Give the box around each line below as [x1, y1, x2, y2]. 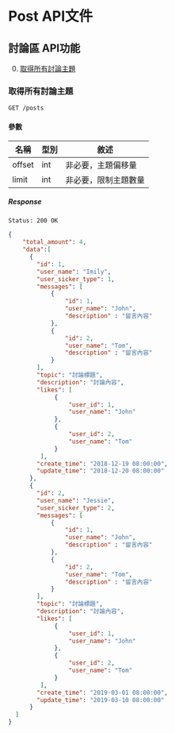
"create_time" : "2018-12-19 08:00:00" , [36, 460, 169, 468]
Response [8, 197, 42, 206]
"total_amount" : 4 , [22, 238, 87, 246]
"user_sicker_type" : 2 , [36, 503, 115, 512]
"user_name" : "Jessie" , [36, 496, 115, 504]
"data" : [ [22, 245, 51, 254]
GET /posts [8, 104, 44, 112]
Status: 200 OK [8, 217, 59, 225]
